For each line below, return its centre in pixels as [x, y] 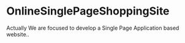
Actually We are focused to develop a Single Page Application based [93, 28]
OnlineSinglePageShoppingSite [88, 11]
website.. [18, 34]
